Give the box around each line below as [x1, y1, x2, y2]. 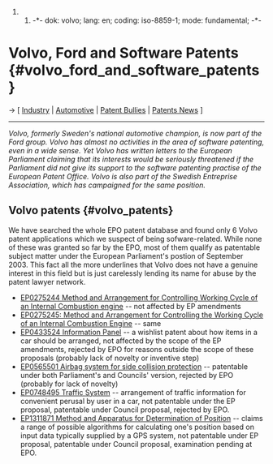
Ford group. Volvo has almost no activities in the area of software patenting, [8, 137, 265, 147]
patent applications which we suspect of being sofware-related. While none [8, 234, 262, 243]
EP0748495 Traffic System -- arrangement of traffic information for [19, 387, 246, 397]
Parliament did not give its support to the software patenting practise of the [8, 162, 262, 173]
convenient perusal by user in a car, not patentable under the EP [19, 396, 236, 406]
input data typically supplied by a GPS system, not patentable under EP [19, 430, 259, 440]
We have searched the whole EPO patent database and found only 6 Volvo [8, 225, 258, 234]
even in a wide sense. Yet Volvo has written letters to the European [8, 145, 233, 155]
